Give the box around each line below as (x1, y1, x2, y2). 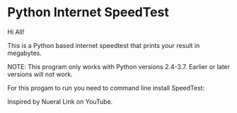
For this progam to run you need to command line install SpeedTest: (7, 83, 205, 92)
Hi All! (7, 28, 25, 36)
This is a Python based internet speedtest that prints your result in (7, 41, 200, 49)
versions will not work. (7, 70, 73, 78)
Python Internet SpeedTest (7, 4, 170, 20)
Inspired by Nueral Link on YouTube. (7, 97, 113, 106)
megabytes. (7, 49, 42, 57)
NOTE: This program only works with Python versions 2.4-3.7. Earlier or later (7, 62, 231, 71)
